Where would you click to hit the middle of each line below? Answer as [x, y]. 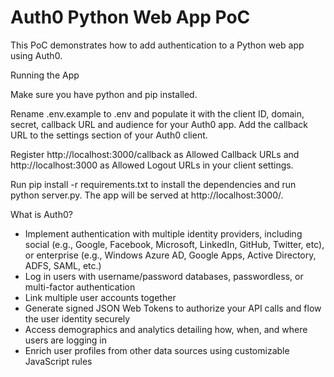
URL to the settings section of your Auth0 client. [109, 135]
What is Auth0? [41, 214]
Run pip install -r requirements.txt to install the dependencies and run [153, 184]
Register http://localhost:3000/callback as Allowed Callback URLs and [155, 154]
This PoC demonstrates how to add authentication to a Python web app [157, 45]
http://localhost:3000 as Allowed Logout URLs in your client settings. [152, 165]
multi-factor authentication [80, 287]
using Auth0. [36, 55]
